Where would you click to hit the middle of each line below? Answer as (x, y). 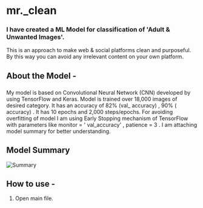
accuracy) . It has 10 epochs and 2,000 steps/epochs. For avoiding (90, 112)
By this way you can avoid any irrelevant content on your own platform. (95, 57)
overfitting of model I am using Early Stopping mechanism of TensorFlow (97, 118)
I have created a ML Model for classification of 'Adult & (88, 30)
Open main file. (34, 198)
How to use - (31, 184)
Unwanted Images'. (35, 37)
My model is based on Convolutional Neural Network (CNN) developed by (98, 92)
